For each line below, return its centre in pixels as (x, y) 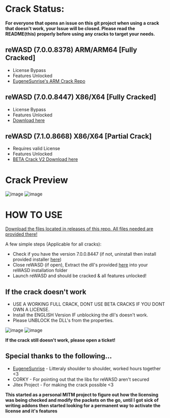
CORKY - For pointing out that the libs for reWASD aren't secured (81, 379)
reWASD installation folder (40, 271)
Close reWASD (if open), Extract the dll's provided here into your (80, 265)
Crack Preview (37, 180)
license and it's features (31, 411)
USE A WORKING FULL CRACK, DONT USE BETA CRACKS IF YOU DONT (89, 304)
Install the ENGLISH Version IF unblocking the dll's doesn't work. (80, 315)
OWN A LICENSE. (31, 310)
